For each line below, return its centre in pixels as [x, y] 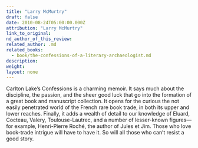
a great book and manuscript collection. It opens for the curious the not [93, 101]
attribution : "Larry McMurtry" [44, 28]
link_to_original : [29, 34]
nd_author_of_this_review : [39, 39]
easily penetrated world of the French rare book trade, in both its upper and [98, 107]
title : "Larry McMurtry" [37, 11]
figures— [181, 120]
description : [22, 61]
